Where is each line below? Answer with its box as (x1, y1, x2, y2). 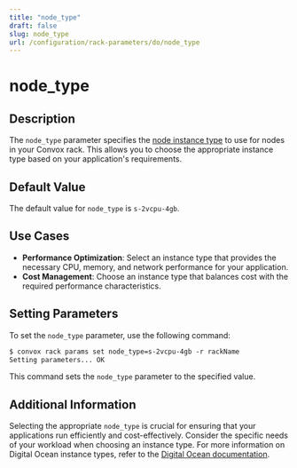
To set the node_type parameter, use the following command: (9, 329, 231, 340)
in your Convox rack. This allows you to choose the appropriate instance (9, 144, 274, 155)
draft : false (9, 21, 58, 30)
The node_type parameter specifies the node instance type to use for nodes (9, 135, 285, 146)
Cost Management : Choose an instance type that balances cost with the (21, 271, 289, 282)
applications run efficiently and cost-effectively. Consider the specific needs (9, 430, 289, 440)
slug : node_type (9, 29, 69, 38)
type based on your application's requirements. (9, 154, 183, 164)
